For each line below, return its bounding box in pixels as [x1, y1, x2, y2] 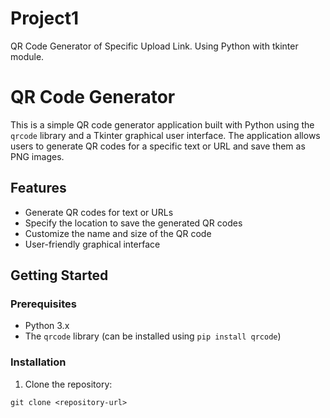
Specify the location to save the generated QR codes [24, 217, 243, 229]
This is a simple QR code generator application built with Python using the [10, 118, 315, 131]
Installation [10, 355, 67, 369]
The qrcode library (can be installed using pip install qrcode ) [24, 330, 282, 342]
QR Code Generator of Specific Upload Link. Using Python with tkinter [10, 40, 299, 52]
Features [10, 180, 67, 197]
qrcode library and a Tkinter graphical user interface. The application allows [10, 129, 321, 141]
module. [10, 50, 45, 62]
